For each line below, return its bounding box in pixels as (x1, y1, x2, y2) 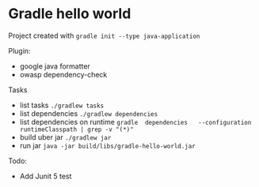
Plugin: (8, 46, 31, 55)
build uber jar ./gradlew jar (19, 132, 112, 142)
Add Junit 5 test (19, 171, 72, 181)
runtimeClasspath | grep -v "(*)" (19, 125, 134, 133)
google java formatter (19, 61, 91, 71)
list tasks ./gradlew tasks (19, 100, 105, 110)
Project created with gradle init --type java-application (8, 31, 200, 40)
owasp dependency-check (19, 69, 108, 79)
